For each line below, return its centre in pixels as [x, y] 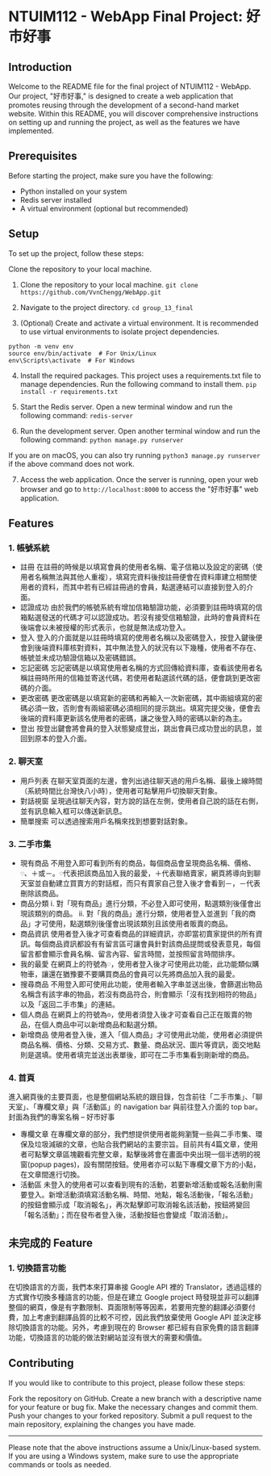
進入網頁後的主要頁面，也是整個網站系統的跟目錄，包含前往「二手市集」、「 [132, 1097]
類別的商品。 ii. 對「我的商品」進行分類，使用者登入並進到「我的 [142, 913]
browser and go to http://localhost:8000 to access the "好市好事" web [139, 489]
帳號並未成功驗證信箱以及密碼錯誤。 [80, 658]
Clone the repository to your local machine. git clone [109, 284]
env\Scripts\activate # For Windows [72, 360]
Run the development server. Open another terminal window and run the [140, 431]
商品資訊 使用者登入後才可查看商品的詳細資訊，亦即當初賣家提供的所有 [138, 933]
